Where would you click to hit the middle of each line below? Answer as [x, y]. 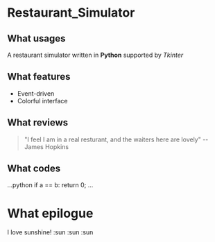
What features [39, 77]
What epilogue [50, 213]
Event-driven [36, 93]
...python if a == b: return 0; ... [50, 185]
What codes [34, 169]
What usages [36, 38]
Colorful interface [42, 101]
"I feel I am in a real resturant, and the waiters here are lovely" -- [116, 139]
